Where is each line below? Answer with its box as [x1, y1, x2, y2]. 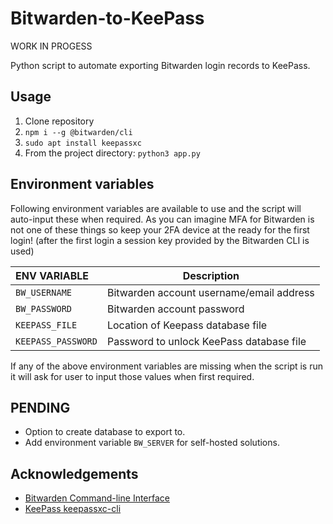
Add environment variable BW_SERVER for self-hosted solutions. [24, 437, 280, 449]
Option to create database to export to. [24, 426, 186, 438]
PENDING [10, 399, 71, 416]
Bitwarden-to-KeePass [10, 7, 205, 30]
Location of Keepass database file [106, 318, 268, 332]
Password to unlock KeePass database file [106, 334, 307, 348]
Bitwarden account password [106, 302, 245, 316]
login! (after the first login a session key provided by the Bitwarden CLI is [10, 234, 310, 246]
